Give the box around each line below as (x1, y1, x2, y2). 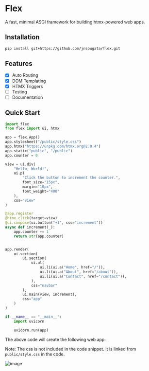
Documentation (12, 94, 43, 100)
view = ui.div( (5, 161, 36, 167)
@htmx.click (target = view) (5, 216, 57, 221)
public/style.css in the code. (5, 351, 65, 357)
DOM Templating (12, 78, 46, 84)
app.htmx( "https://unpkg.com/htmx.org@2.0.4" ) (5, 144, 101, 149)
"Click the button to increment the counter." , (22, 176, 120, 180)
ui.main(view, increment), (22, 292, 77, 297)
